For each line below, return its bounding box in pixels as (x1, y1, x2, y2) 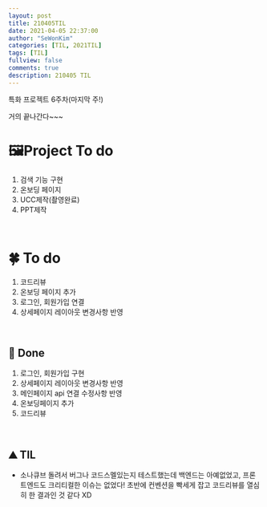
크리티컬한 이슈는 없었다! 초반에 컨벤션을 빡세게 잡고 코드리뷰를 (47, 481, 245, 490)
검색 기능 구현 (19, 174, 63, 185)
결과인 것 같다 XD (37, 490, 92, 500)
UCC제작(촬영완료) (19, 194, 80, 205)
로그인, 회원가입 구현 (19, 368, 85, 378)
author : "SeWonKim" (8, 34, 74, 43)
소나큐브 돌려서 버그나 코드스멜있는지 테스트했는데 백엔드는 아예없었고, (19, 470, 241, 480)
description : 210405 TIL (8, 71, 91, 79)
